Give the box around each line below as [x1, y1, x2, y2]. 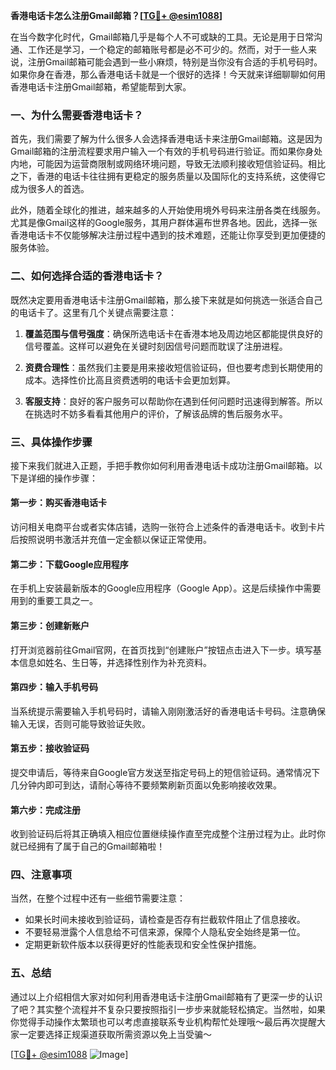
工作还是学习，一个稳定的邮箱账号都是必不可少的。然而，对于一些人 [27, 44, 308, 55]
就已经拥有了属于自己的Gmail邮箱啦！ [10, 840, 166, 853]
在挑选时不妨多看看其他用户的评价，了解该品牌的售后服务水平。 [24, 407, 288, 419]
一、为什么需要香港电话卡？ [10, 108, 144, 122]
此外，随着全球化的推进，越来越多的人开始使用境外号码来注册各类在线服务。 [10, 204, 326, 216]
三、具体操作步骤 [10, 435, 93, 449]
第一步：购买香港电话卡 [10, 497, 107, 509]
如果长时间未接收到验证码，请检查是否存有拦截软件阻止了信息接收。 [24, 914, 306, 926]
